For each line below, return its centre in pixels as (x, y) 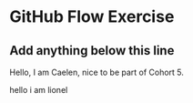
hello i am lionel (39, 90)
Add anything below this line (92, 51)
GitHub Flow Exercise (92, 17)
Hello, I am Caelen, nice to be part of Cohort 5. (97, 72)
